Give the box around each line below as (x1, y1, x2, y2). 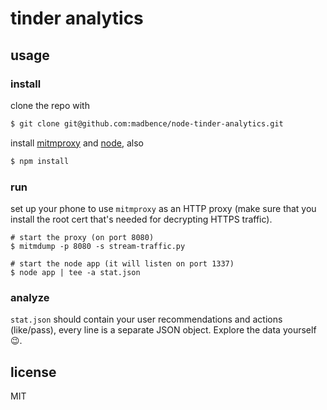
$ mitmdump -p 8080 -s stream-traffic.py (10, 241, 186, 251)
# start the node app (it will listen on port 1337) (10, 258, 235, 269)
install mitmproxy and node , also (10, 137, 144, 149)
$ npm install (10, 156, 70, 166)
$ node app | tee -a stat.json (10, 267, 141, 277)
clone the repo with (10, 99, 90, 111)
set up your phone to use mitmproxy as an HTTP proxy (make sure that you (10, 202, 317, 214)
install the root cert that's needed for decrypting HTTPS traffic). (10, 213, 273, 225)
